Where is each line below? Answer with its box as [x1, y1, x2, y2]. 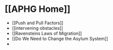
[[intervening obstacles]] [11, 25, 63, 31]
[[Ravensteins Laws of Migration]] [11, 30, 82, 36]
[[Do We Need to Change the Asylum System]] [11, 36, 108, 42]
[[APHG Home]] [4, 3, 70, 15]
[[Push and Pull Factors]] [11, 20, 63, 26]
